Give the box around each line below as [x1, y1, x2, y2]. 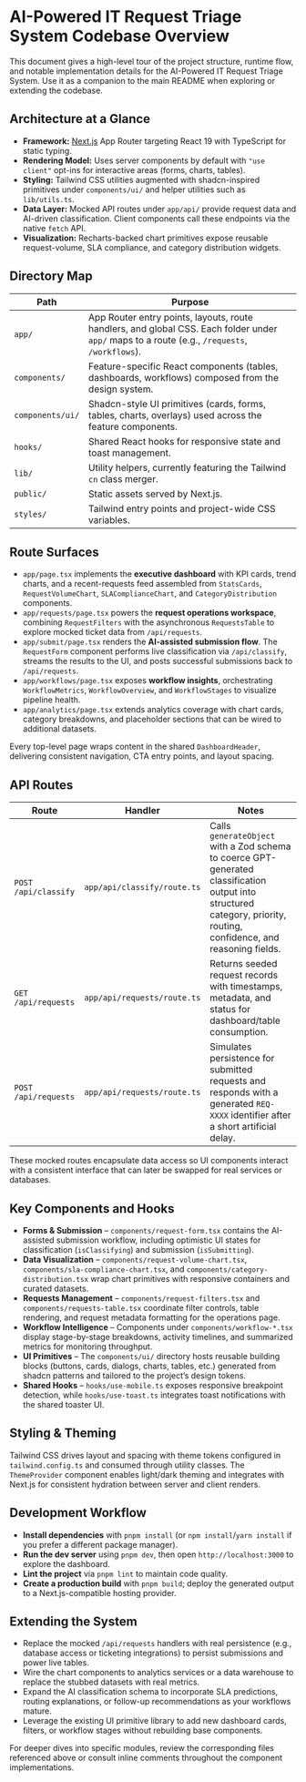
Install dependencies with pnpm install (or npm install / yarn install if [22, 1529, 292, 1541]
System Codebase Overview [9, 26, 229, 46]
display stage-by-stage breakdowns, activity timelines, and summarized [22, 1332, 293, 1342]
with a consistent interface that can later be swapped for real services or [9, 1164, 282, 1176]
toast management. [87, 446, 171, 459]
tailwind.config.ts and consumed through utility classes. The [9, 1459, 245, 1470]
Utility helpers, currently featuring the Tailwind [87, 461, 287, 474]
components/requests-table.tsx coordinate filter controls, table [22, 1303, 260, 1313]
